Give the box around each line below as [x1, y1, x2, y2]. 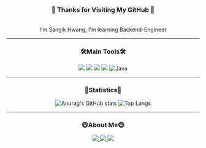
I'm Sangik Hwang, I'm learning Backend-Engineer [39, 26, 167, 33]
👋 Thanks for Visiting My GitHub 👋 [51, 6, 155, 14]
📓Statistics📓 [84, 85, 122, 94]
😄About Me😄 [82, 120, 124, 129]
